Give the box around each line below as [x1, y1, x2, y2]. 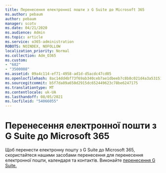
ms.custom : [5, 58, 28, 63]
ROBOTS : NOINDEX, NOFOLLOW [5, 44, 61, 49]
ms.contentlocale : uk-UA [5, 90, 56, 95]
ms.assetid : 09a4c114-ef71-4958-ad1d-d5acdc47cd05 [5, 71, 112, 76]
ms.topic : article [5, 35, 43, 40]
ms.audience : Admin [5, 30, 45, 35]
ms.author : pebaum [5, 12, 43, 17]
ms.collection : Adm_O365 [5, 53, 56, 58]
